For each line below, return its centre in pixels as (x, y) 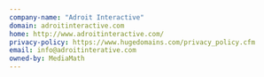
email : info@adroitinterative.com (73, 50)
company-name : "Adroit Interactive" (77, 17)
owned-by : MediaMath (47, 58)
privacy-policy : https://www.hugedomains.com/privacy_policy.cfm (132, 42)
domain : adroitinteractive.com (67, 26)
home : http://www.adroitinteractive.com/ (87, 34)
